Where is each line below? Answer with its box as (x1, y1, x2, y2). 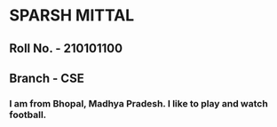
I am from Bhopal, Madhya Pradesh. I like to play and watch (9, 97, 268, 109)
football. (9, 108, 47, 121)
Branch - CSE (9, 70, 84, 85)
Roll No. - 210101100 (9, 41, 123, 56)
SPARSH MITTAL (9, 5, 135, 26)
